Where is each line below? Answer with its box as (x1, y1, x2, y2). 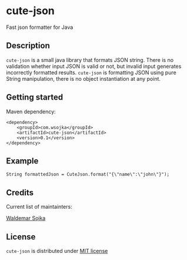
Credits (6, 187, 34, 198)
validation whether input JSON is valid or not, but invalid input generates (6, 62, 182, 70)
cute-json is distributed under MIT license (6, 248, 108, 254)
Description (6, 41, 50, 51)
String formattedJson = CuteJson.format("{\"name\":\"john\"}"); (6, 172, 169, 177)
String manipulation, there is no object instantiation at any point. (6, 75, 161, 82)
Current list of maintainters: (6, 203, 72, 210)
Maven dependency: (6, 108, 56, 115)
